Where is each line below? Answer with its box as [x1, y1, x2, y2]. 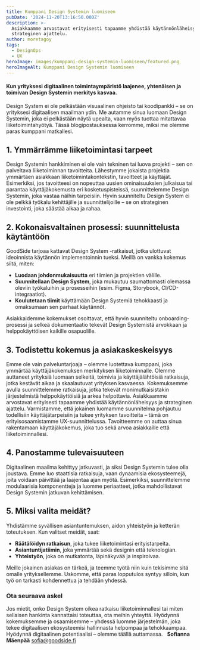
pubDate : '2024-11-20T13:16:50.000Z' [6, 14, 100, 20]
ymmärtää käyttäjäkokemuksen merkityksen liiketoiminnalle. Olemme [6, 367, 176, 374]
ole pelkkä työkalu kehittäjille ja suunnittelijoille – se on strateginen [6, 199, 168, 206]
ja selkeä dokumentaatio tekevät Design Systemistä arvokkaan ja [28, 321, 187, 329]
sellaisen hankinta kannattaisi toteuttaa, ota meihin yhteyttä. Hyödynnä [6, 611, 180, 618]
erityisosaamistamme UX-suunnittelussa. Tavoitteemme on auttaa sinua [6, 418, 182, 425]
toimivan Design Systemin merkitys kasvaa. [6, 89, 117, 96]
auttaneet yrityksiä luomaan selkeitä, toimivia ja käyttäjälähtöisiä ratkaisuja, [6, 373, 190, 380]
